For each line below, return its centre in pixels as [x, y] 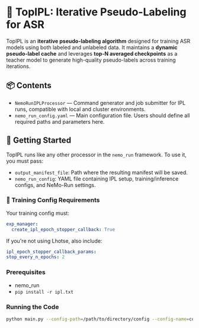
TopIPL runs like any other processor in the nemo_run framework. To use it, [96, 155]
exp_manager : [22, 224]
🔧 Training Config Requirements [53, 200]
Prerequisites [26, 272]
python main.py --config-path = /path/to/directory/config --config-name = [98, 319]
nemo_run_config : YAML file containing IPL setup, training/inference [97, 179]
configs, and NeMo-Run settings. [55, 185]
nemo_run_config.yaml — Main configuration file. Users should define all [102, 115]
